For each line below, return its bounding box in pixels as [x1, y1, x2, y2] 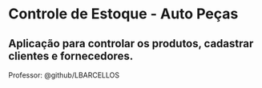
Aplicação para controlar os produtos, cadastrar [8, 37, 254, 50]
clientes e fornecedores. [8, 49, 134, 62]
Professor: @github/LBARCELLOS [8, 70, 120, 80]
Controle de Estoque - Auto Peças [8, 5, 239, 23]
